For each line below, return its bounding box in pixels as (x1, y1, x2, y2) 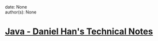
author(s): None (5, 9, 37, 15)
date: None (5, 4, 28, 10)
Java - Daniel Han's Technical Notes (5, 26, 153, 37)
